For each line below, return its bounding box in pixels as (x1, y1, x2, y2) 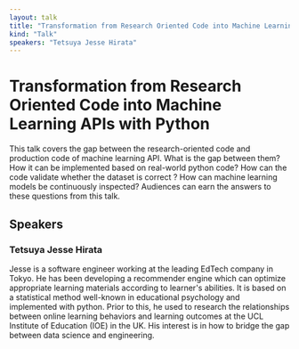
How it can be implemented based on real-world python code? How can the (9, 162, 287, 174)
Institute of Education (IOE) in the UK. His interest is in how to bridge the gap (9, 320, 290, 330)
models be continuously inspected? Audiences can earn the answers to (9, 182, 271, 192)
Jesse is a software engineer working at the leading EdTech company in (9, 264, 274, 274)
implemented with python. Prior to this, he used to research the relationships (9, 301, 290, 312)
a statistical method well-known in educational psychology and (9, 291, 240, 303)
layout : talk (9, 12, 58, 22)
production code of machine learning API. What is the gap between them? (9, 153, 280, 164)
